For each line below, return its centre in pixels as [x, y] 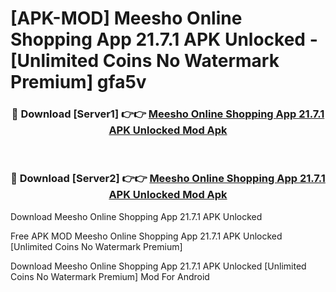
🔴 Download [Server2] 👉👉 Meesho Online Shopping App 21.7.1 [168, 179]
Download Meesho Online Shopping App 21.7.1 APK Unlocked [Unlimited [158, 266]
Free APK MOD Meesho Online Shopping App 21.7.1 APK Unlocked [146, 236]
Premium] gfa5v [78, 82]
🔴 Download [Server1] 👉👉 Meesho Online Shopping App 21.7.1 [168, 114]
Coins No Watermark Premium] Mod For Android [110, 276]
